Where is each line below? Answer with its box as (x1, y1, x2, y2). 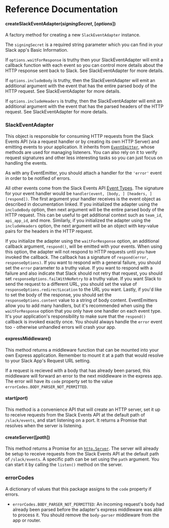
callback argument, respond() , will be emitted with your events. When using (5, 243, 162, 249)
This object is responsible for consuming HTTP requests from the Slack (5, 133, 154, 139)
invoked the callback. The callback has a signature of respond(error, (5, 254, 149, 260)
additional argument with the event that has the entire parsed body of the (5, 83, 157, 89)
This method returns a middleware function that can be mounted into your (5, 347, 159, 353)
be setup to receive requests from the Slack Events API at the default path (5, 451, 159, 457)
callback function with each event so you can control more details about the (5, 62, 163, 68)
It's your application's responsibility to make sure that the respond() (5, 313, 146, 319)
